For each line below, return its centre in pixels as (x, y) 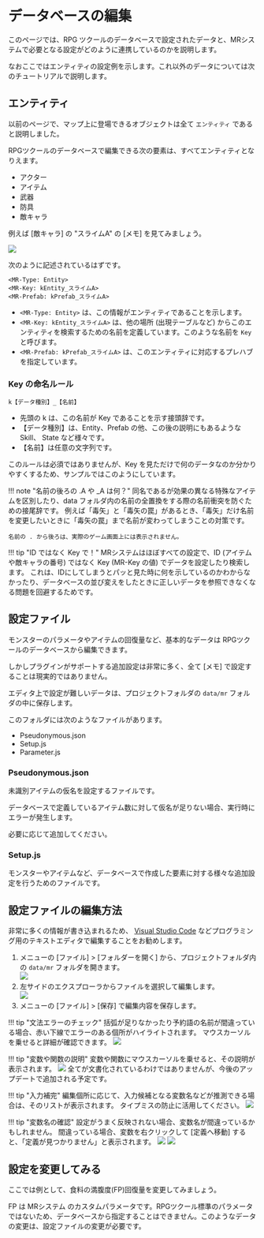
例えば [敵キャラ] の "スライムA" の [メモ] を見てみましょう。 (107, 233)
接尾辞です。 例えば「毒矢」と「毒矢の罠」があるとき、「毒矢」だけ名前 (138, 511)
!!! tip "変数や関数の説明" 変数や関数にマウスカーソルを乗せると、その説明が (132, 1059)
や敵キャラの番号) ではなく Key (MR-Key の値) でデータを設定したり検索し (129, 563)
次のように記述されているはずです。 (67, 264)
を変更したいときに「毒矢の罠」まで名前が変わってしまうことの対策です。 (128, 521)
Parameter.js (40, 752)
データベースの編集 (70, 16)
